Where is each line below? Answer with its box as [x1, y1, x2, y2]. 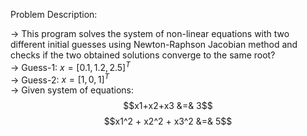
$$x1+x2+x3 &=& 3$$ [123, 100, 213, 112]
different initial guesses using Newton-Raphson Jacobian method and [10, 39, 298, 50]
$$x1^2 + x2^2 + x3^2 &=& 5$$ [103, 115, 233, 128]
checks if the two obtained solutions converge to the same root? [10, 49, 276, 61]
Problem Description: [10, 9, 98, 20]
